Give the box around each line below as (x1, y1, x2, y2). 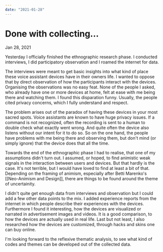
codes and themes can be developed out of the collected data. (5, 241, 132, 247)
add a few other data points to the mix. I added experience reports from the (5, 195, 157, 201)
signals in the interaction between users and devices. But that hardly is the (5, 160, 155, 166)
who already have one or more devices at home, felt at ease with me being (5, 89, 155, 95)
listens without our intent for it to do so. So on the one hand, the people (5, 130, 148, 136)
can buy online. (5, 227, 36, 232)
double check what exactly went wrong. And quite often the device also (5, 125, 149, 130)
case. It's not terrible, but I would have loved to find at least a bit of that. (5, 165, 150, 171)
